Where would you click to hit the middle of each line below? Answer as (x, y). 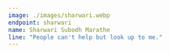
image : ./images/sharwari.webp (59, 15)
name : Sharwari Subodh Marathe (59, 30)
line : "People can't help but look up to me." (85, 37)
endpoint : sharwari (40, 23)
